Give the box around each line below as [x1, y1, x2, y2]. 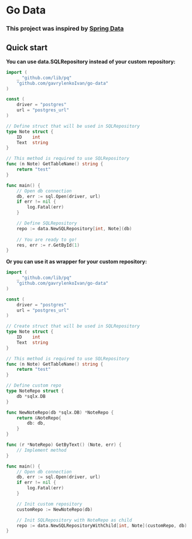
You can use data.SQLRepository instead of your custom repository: [6, 58, 176, 65]
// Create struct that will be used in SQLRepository [6, 323, 140, 329]
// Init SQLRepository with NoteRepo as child [16, 517, 132, 523]
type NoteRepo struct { [6, 388, 64, 394]
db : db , [27, 420, 46, 427]
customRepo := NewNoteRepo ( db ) [16, 506, 93, 513]
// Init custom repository [16, 501, 83, 507]
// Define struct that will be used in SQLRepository [6, 123, 140, 129]
